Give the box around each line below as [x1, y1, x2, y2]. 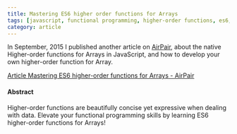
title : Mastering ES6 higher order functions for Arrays [7, 10, 178, 18]
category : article [7, 23, 61, 30]
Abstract [7, 87, 34, 96]
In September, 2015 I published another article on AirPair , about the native [7, 43, 221, 51]
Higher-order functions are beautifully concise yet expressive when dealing [7, 103, 227, 111]
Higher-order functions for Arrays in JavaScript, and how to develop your [7, 50, 220, 59]
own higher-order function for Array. [7, 58, 114, 66]
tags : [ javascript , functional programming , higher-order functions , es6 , [7, 17, 232, 24]
